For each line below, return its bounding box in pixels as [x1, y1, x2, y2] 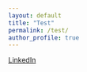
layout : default [8, 11, 62, 20]
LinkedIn [8, 55, 36, 65]
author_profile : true [8, 33, 80, 42]
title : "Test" [8, 19, 55, 27]
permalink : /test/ [8, 26, 69, 34]
